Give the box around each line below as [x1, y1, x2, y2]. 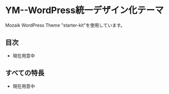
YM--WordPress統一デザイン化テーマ [5, 5, 164, 16]
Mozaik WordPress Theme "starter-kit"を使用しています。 [5, 22, 125, 28]
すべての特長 [5, 69, 44, 77]
